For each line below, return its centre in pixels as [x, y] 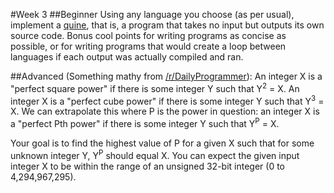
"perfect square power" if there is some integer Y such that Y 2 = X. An [155, 87]
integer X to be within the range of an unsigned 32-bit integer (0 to [147, 166]
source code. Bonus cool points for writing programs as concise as [148, 35]
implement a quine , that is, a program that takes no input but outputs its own [167, 25]
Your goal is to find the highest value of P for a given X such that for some [162, 143]
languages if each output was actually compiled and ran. [127, 57]
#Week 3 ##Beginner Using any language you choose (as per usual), [152, 14]
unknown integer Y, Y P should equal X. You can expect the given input [155, 154]
